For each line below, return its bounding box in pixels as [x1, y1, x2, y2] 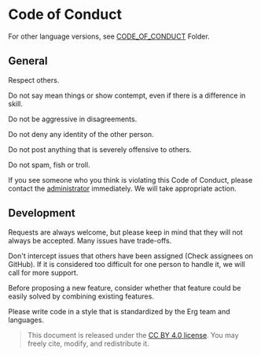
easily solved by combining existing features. [8, 291, 155, 301]
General [8, 54, 49, 68]
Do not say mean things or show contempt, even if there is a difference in [8, 91, 246, 100]
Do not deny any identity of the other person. [8, 129, 155, 139]
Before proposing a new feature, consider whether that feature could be [8, 283, 241, 292]
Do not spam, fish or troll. [8, 160, 90, 169]
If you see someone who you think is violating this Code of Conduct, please [8, 175, 253, 184]
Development [8, 206, 76, 220]
